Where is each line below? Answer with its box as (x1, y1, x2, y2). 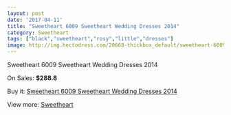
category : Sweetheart (7, 29, 69, 36)
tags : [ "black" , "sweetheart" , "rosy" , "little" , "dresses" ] (7, 36, 174, 42)
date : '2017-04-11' (7, 16, 63, 23)
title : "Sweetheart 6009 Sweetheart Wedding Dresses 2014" (7, 23, 180, 29)
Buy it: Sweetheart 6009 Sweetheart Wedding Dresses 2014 (7, 87, 177, 95)
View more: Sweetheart (7, 101, 74, 108)
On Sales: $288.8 (7, 74, 57, 82)
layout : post (7, 10, 45, 17)
